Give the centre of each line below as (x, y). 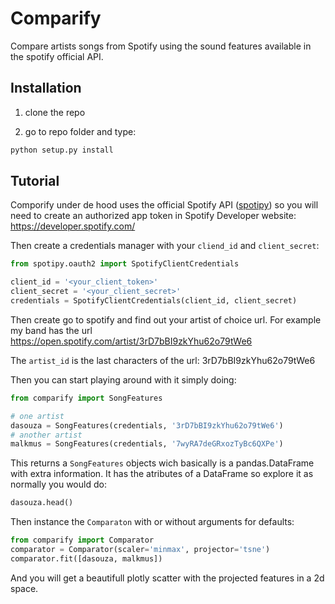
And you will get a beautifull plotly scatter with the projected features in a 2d (167, 578)
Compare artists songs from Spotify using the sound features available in (161, 46)
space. (24, 588)
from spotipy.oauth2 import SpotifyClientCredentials (125, 264)
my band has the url (51, 330)
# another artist (46, 435)
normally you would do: (58, 484)
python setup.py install (62, 150)
